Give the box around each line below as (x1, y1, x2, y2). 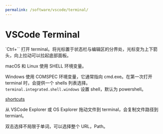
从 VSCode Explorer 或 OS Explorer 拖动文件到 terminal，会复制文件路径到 (5, 106, 159, 112)
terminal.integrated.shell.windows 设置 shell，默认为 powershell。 (5, 86, 146, 92)
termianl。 (5, 112, 27, 118)
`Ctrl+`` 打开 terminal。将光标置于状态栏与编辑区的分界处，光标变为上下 (5, 46, 153, 52)
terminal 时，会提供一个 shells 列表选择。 (5, 79, 91, 85)
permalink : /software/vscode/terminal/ (5, 7, 89, 12)
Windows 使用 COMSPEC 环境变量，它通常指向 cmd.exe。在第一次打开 (5, 73, 153, 79)
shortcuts (5, 96, 25, 102)
